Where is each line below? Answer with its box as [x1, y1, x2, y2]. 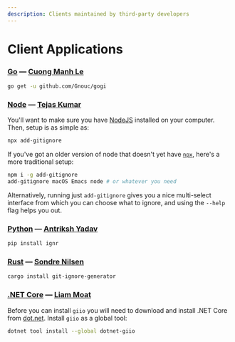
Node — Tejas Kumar [7, 99, 82, 109]
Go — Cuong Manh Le [7, 66, 84, 76]
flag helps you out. [7, 206, 63, 214]
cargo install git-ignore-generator [7, 273, 116, 280]
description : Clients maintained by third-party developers [7, 10, 190, 18]
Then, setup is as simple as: [7, 123, 89, 132]
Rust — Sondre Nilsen [7, 257, 84, 266]
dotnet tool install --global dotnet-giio [7, 327, 135, 335]
